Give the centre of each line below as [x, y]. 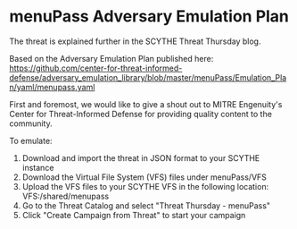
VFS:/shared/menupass [66, 196]
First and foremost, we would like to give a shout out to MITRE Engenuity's [146, 104]
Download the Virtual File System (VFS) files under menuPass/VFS [144, 177]
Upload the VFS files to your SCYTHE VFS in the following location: [145, 186]
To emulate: [31, 140]
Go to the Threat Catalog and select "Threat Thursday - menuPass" [146, 205]
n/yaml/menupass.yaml [52, 87]
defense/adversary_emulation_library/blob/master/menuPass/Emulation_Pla [148, 77]
